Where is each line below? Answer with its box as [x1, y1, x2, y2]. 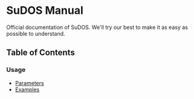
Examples [15, 86, 40, 93]
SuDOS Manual [6, 4, 83, 18]
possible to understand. [6, 30, 65, 37]
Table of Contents [6, 48, 76, 58]
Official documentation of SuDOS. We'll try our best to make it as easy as [6, 24, 189, 31]
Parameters [15, 79, 44, 86]
